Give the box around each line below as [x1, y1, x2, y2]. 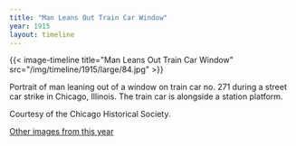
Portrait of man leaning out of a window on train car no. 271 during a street [9, 82, 287, 93]
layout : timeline [9, 30, 75, 39]
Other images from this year [9, 126, 114, 137]
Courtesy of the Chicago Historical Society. [9, 109, 171, 120]
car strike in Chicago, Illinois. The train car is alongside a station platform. [9, 91, 283, 102]
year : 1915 [9, 22, 51, 31]
